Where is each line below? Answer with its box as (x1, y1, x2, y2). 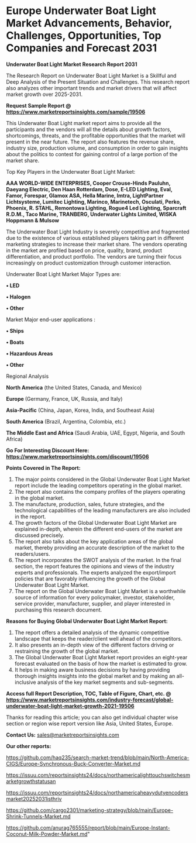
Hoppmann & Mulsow (6, 216, 60, 223)
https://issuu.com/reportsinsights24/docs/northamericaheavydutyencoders (6, 789, 188, 796)
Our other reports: (6, 742, 51, 749)
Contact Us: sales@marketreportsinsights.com (6, 731, 120, 738)
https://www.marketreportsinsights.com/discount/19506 (6, 453, 149, 460)
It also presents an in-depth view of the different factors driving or (14, 641, 174, 648)
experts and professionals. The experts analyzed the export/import (14, 569, 176, 576)
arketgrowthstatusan (6, 777, 56, 784)
